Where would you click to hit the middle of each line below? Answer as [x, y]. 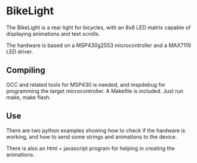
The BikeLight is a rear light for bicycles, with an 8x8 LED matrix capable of [98, 27]
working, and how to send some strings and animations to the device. [92, 137]
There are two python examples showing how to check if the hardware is [96, 130]
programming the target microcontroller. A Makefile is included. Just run [95, 91]
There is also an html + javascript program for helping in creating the [90, 148]
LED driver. [20, 51]
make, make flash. [29, 97]
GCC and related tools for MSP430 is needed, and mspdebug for [86, 84]
